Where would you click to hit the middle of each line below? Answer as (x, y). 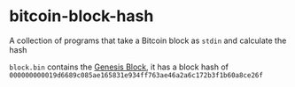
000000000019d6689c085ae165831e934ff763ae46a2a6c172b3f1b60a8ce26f (136, 75)
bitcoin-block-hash (82, 16)
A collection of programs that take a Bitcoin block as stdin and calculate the (148, 40)
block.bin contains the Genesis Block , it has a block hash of (119, 67)
